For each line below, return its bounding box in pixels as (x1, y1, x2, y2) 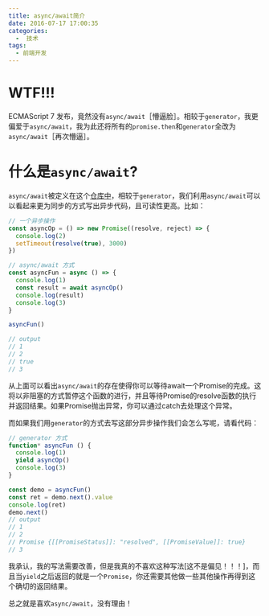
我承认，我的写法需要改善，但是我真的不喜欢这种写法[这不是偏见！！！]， (8, 561, 253, 571)
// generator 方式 (8, 433, 67, 442)
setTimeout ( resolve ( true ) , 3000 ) (15, 239, 128, 248)
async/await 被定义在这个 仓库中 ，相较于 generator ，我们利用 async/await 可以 (8, 191, 261, 200)
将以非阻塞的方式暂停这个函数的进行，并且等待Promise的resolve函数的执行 (8, 391, 257, 400)
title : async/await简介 (8, 11, 86, 20)
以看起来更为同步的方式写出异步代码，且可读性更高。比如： (8, 200, 206, 210)
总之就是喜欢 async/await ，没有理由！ (8, 598, 132, 608)
